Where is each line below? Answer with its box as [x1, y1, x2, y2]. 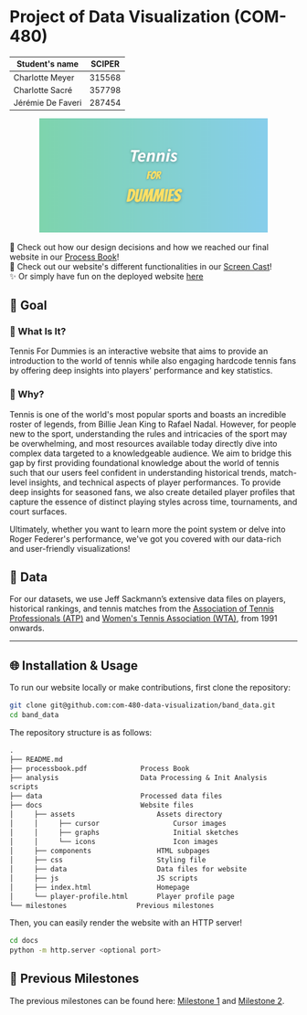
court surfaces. [9, 505, 68, 517]
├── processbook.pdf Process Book [9, 765, 190, 774]
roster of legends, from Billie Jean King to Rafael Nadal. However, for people [9, 418, 297, 429]
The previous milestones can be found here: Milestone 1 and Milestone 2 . [9, 995, 285, 1006]
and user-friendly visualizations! [9, 543, 131, 554]
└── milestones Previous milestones [9, 902, 215, 911]
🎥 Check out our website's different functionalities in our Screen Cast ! [9, 260, 272, 271]
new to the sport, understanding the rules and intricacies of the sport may [9, 428, 288, 439]
